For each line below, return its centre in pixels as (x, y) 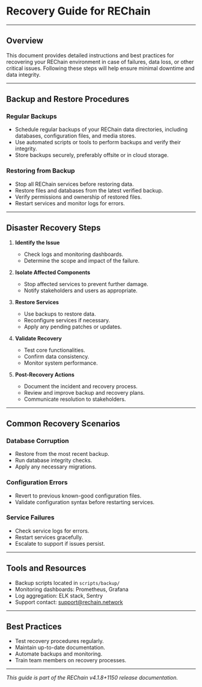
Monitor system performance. (61, 363)
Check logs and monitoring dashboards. (74, 254)
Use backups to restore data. (60, 314)
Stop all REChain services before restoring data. (74, 184)
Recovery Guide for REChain (78, 11)
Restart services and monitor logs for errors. (70, 203)
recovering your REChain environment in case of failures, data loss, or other (100, 62)
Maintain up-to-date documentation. (60, 648)
